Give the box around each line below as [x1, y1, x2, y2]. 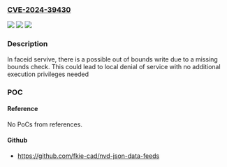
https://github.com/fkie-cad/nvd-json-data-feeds [17, 152, 160, 160]
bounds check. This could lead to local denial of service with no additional [7, 62, 221, 71]
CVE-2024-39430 [7, 5, 71, 15]
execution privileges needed [7, 70, 89, 78]
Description [7, 39, 48, 49]
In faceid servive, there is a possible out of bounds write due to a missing [7, 55, 218, 64]
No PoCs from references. [7, 120, 82, 129]
